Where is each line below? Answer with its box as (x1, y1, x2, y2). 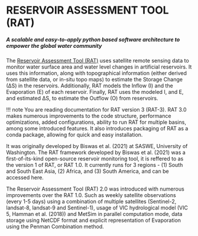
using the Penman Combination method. (6, 223, 105, 230)
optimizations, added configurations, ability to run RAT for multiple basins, (6, 119, 186, 126)
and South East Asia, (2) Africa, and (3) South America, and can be (6, 168, 170, 175)
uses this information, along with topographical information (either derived (6, 70, 187, 77)
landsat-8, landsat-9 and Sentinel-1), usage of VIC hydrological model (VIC (6, 204, 188, 211)
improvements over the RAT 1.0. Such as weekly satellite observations (6, 192, 176, 199)
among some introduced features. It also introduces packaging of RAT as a (6, 125, 189, 132)
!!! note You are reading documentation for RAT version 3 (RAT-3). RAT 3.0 (6, 106, 187, 113)
